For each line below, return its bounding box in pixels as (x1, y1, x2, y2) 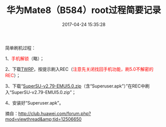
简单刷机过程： (5, 44, 36, 50)
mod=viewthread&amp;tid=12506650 (5, 116, 82, 122)
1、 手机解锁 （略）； (5, 55, 44, 61)
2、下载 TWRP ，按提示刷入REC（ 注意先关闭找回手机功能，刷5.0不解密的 (5, 66, 154, 72)
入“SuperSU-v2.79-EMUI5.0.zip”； (5, 89, 76, 95)
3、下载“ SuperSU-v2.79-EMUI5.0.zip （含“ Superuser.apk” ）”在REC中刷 (5, 83, 150, 89)
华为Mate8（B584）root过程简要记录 (6, 4, 161, 16)
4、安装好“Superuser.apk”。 (5, 99, 64, 105)
